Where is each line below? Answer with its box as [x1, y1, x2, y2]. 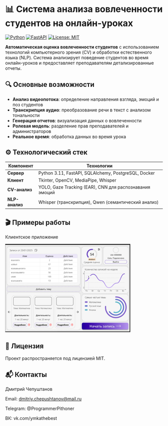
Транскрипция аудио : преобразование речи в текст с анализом [12, 107, 151, 113]
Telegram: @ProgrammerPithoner [5, 405, 74, 411]
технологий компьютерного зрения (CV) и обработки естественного [5, 49, 152, 55]
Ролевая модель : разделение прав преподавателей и [12, 123, 129, 129]
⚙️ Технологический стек [5, 148, 87, 157]
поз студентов [12, 101, 43, 107]
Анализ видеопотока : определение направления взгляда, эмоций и [12, 96, 159, 102]
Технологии [86, 163, 112, 169]
